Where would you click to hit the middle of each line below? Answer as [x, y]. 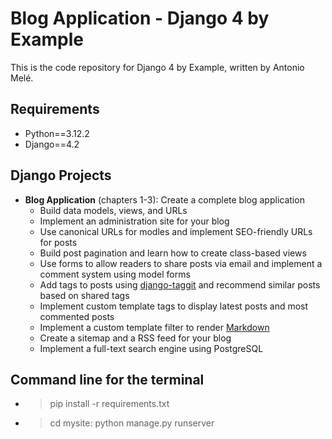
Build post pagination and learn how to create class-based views [173, 253]
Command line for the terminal [107, 379]
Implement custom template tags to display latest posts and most [174, 306]
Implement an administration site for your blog [134, 221]
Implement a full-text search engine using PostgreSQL [151, 348]
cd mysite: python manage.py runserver [132, 423]
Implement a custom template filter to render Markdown [154, 327]
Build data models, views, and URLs [113, 210]
